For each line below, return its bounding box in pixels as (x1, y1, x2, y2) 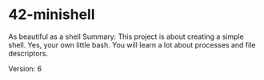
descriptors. (8, 48, 49, 58)
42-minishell (8, 6, 95, 24)
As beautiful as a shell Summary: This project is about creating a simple (8, 32, 244, 41)
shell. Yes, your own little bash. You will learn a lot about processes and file (8, 40, 256, 49)
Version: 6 (8, 63, 42, 73)
